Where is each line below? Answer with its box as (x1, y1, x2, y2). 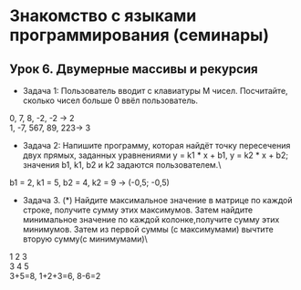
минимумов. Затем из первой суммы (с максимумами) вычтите (22, 224, 274, 234)
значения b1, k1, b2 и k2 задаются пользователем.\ (22, 160, 222, 170)
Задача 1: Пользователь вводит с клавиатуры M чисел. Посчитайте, (22, 86, 289, 96)
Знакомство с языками (9, 5, 197, 26)
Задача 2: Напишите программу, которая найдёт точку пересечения (22, 140, 291, 150)
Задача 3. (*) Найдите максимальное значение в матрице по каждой (22, 195, 293, 205)
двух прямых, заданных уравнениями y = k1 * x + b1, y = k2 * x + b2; (22, 150, 289, 161)
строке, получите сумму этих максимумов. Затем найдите (22, 204, 254, 215)
